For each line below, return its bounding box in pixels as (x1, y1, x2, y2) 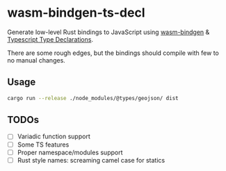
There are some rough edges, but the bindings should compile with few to (7, 49, 219, 57)
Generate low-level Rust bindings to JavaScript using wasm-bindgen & (7, 28, 210, 36)
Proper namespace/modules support (17, 148, 123, 156)
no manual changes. (7, 56, 66, 64)
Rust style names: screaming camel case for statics (17, 156, 166, 164)
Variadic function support (17, 132, 90, 140)
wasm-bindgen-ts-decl (7, 5, 145, 21)
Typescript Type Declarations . (7, 35, 94, 43)
